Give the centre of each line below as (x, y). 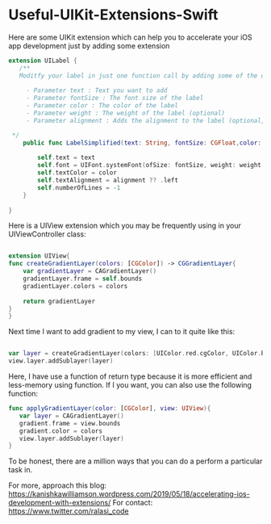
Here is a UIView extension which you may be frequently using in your (125, 226)
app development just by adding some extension (89, 45)
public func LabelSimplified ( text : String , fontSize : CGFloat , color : (142, 143)
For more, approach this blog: (58, 485)
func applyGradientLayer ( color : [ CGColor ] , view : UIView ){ (110, 409)
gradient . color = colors (61, 431)
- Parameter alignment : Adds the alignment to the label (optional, (146, 120)
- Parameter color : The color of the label (102, 106)
